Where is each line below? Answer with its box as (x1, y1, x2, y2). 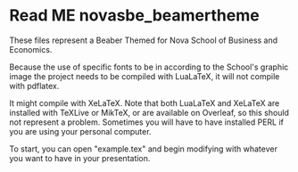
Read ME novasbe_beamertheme (9, 5, 261, 26)
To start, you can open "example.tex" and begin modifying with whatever (9, 143, 278, 154)
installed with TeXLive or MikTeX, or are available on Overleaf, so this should (9, 107, 290, 118)
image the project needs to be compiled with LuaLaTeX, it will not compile (9, 70, 280, 81)
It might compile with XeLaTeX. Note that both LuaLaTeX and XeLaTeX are (9, 97, 280, 108)
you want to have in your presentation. (9, 152, 151, 163)
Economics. (9, 44, 53, 54)
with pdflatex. (9, 80, 60, 91)
